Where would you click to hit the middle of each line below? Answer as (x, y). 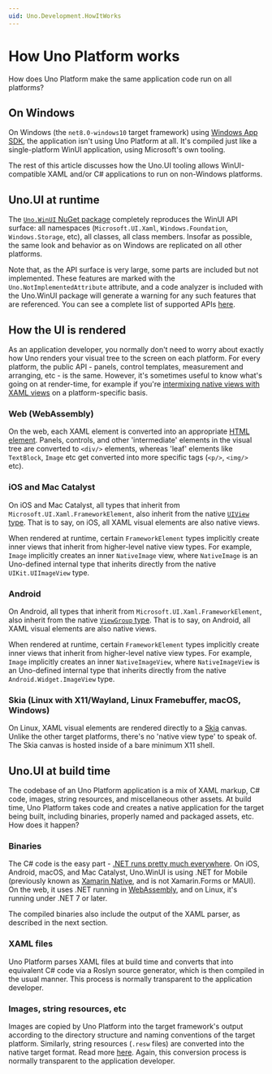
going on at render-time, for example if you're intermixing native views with (134, 384)
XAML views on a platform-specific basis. (78, 393)
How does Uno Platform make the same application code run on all (120, 79)
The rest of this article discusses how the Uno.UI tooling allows (114, 166)
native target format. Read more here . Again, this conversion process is (127, 1052)
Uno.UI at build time (60, 771)
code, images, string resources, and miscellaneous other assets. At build (130, 799)
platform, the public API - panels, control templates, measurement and (126, 367)
